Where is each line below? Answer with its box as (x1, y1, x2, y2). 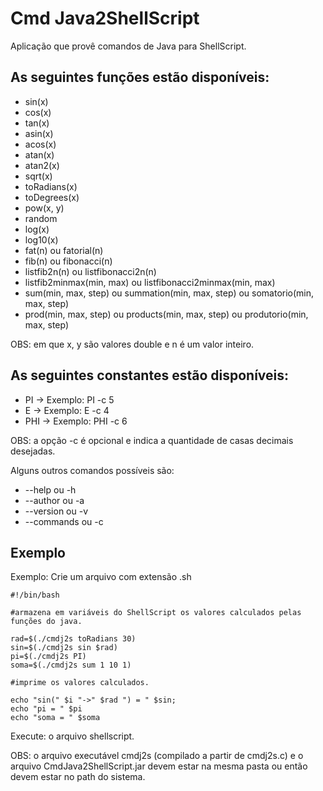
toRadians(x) (24, 180, 78, 192)
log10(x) (24, 233, 59, 246)
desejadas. (10, 445, 56, 457)
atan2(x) (24, 159, 60, 171)
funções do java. (10, 617, 83, 627)
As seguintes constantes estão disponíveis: (10, 367, 290, 384)
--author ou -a (24, 494, 85, 506)
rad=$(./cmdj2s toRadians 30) (10, 634, 137, 644)
